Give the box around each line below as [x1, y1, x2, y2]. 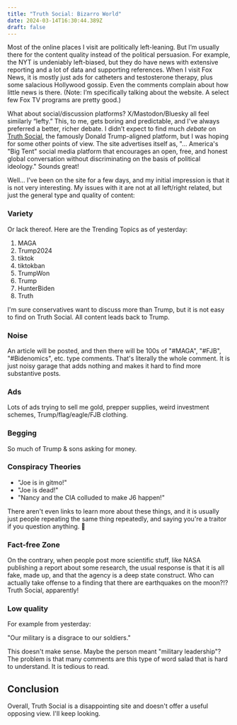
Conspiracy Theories [7, 462, 81, 472]
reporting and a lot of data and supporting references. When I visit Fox [7, 65, 212, 74]
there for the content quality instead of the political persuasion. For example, [7, 50, 231, 59]
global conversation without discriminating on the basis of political [7, 155, 201, 163]
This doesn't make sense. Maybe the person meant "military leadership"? [7, 647, 221, 656]
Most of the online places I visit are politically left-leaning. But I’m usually [7, 43, 220, 52]
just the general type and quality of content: [7, 191, 136, 199]
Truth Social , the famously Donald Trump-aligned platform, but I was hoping [7, 132, 229, 140]
